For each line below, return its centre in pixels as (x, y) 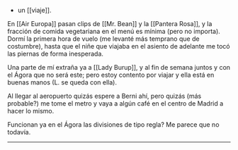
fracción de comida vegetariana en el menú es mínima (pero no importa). (114, 31)
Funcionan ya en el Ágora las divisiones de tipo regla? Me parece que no (113, 125)
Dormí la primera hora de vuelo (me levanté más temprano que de (103, 39)
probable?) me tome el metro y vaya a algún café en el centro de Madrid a (115, 104)
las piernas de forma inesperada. (56, 54)
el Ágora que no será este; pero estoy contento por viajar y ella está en (111, 75)
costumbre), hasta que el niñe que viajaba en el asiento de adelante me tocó (119, 46)
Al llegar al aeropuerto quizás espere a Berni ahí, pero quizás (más (104, 96)
